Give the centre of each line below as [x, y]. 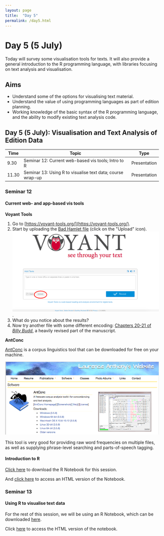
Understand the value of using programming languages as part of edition [85, 102]
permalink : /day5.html [28, 21]
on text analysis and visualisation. [39, 69]
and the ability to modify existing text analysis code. [64, 117]
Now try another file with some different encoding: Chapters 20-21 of [82, 325]
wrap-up [33, 177]
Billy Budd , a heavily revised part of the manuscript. [64, 330]
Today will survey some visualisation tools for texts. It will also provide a [77, 59]
